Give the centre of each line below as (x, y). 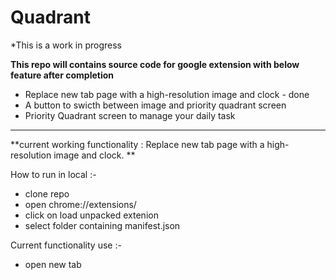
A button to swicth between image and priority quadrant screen (155, 105)
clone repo (47, 193)
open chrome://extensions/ (80, 204)
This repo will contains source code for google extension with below (155, 64)
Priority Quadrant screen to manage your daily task (130, 115)
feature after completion (62, 75)
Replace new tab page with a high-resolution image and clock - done (167, 94)
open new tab (53, 264)
